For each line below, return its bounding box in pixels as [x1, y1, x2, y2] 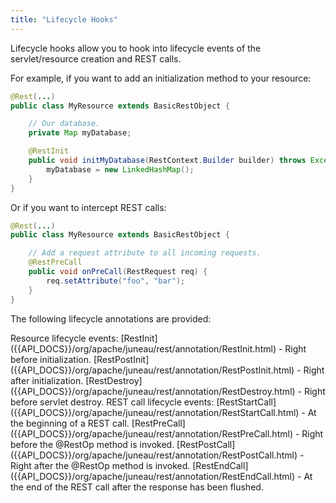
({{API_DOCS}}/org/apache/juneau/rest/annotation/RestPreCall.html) [10, 427, 293, 440]
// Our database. [28, 119, 101, 129]
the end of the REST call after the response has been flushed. [10, 481, 264, 493]
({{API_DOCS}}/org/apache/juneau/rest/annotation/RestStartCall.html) [10, 406, 300, 418]
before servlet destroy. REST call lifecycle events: [10, 396, 215, 408]
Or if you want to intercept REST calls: [10, 201, 167, 213]
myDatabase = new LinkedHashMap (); [46, 164, 195, 175]
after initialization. [10, 374, 84, 386]
